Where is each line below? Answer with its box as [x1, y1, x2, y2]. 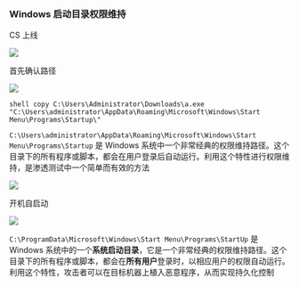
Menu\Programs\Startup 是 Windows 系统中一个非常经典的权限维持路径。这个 [9, 140, 290, 151]
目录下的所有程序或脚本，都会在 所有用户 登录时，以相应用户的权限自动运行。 [9, 256, 290, 266]
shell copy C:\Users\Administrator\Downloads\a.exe [9, 100, 205, 109]
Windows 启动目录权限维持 [9, 7, 126, 20]
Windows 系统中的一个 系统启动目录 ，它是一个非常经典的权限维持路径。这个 [9, 245, 287, 256]
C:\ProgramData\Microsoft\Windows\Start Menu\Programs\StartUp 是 [9, 233, 259, 244]
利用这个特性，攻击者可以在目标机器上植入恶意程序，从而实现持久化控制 [9, 267, 274, 278]
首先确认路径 [9, 65, 56, 77]
